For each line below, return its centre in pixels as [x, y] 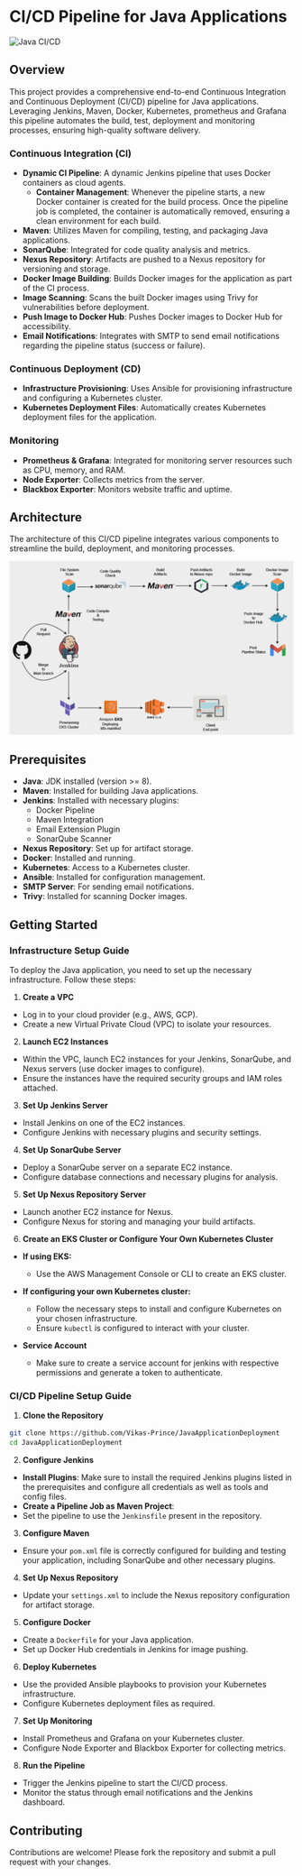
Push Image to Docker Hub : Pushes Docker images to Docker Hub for [152, 317]
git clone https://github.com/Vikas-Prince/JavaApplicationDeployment [145, 1433]
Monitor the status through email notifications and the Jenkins [137, 1793]
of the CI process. [56, 288]
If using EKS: [47, 1256]
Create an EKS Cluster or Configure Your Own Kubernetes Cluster [148, 1239]
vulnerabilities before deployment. [86, 308]
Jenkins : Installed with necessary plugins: [101, 801]
